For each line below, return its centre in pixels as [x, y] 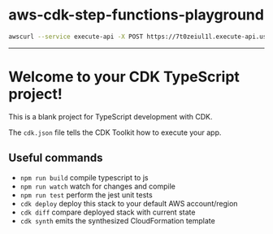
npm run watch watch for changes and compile [98, 186]
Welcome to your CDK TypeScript [124, 77]
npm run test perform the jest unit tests [86, 195]
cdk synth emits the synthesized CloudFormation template [117, 220]
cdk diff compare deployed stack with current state [108, 212]
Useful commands [56, 158]
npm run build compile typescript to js [84, 177]
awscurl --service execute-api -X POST [76, 37]
